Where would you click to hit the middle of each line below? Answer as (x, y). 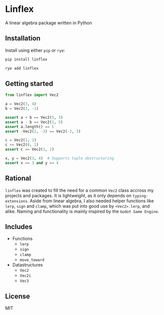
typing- (140, 196)
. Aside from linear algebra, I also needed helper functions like (90, 201)
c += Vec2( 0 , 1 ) (22, 145)
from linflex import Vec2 (32, 95)
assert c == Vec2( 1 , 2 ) (30, 149)
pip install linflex (27, 59)
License (18, 296)
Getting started (29, 83)
